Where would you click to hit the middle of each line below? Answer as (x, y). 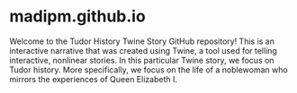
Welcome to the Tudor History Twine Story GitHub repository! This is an (142, 41)
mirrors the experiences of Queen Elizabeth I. (94, 79)
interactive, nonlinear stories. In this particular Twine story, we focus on (142, 60)
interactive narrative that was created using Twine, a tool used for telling (143, 50)
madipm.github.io (77, 17)
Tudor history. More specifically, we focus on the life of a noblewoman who (148, 70)
